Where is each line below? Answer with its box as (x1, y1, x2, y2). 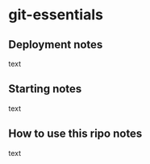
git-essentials (8, 6, 103, 24)
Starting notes (8, 82, 82, 96)
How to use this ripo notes (8, 127, 143, 141)
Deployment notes (8, 38, 103, 51)
